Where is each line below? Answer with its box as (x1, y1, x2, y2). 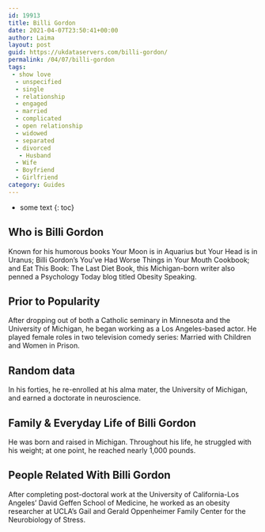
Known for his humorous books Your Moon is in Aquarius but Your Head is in (8, 246, 258, 256)
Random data (8, 363, 75, 377)
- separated (15, 136, 55, 145)
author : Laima (8, 33, 55, 42)
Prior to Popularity (8, 294, 100, 308)
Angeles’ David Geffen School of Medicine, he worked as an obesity (8, 498, 230, 507)
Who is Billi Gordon (8, 226, 104, 239)
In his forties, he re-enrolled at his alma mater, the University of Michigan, (8, 385, 248, 394)
